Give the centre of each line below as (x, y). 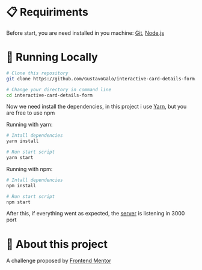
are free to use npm (31, 113)
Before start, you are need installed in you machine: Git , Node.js (85, 33)
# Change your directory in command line (59, 89)
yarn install (23, 141)
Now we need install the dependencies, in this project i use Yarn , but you (96, 107)
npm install (21, 185)
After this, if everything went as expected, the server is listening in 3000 (96, 214)
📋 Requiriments (47, 12)
